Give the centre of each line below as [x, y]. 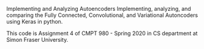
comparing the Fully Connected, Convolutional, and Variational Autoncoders [102, 15]
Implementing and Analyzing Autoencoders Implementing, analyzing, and [99, 9]
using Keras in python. [35, 21]
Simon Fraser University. [37, 40]
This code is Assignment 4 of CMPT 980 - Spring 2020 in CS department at [102, 33]
